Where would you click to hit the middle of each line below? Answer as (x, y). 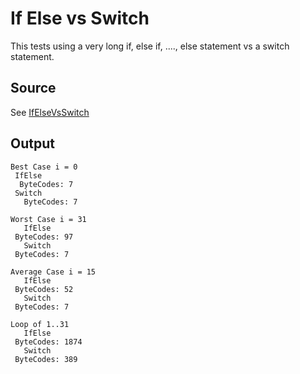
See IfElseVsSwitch (50, 112)
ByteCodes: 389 (46, 359)
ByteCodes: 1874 (48, 342)
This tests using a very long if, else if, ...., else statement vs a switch (150, 46)
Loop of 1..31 (40, 324)
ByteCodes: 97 (44, 237)
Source (33, 88)
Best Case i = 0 (44, 167)
